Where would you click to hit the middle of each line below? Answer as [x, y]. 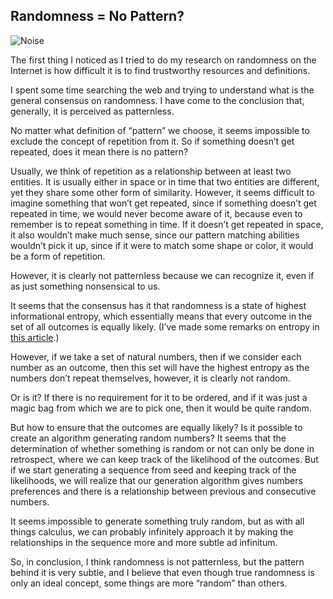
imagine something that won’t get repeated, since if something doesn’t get [163, 203]
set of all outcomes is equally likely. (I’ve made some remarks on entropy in [165, 326]
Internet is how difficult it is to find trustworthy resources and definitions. [160, 70]
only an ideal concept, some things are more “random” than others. [149, 583]
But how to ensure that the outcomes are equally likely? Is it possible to [156, 427]
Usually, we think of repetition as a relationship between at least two [151, 171]
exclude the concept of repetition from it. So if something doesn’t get [152, 141]
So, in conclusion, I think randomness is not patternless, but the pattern [157, 561]
